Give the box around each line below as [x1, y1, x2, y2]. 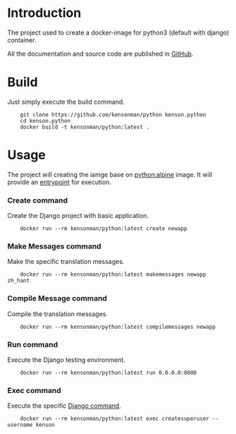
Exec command [7, 385, 61, 395]
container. [7, 35, 37, 44]
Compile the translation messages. [7, 309, 108, 318]
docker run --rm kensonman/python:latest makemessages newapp [20, 271, 206, 278]
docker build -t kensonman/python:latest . [20, 123, 150, 131]
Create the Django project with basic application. [7, 212, 149, 220]
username [7, 421, 33, 428]
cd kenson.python [20, 117, 71, 124]
